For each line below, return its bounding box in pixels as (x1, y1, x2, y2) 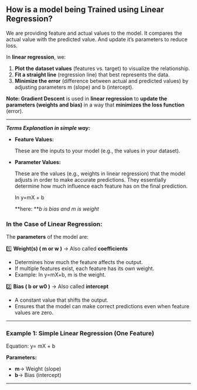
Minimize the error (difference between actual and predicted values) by (14, 77, 189, 84)
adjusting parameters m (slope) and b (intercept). (14, 84, 134, 91)
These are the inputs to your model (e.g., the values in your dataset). (14, 147, 181, 154)
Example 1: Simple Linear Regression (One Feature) (6, 329, 154, 338)
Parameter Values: (14, 158, 62, 165)
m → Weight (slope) (14, 365, 62, 372)
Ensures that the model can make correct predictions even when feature (14, 303, 189, 310)
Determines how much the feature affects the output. (14, 259, 143, 266)
